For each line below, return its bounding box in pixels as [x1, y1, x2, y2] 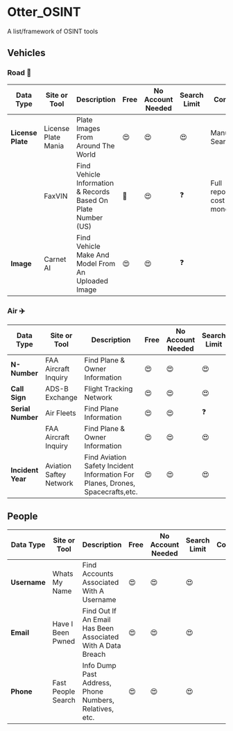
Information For [84, 469, 135, 479]
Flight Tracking [84, 384, 133, 394]
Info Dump [82, 660, 116, 670]
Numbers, [82, 695, 114, 705]
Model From [76, 258, 116, 268]
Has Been [82, 623, 114, 633]
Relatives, [82, 704, 114, 714]
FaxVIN [44, 191, 68, 201]
